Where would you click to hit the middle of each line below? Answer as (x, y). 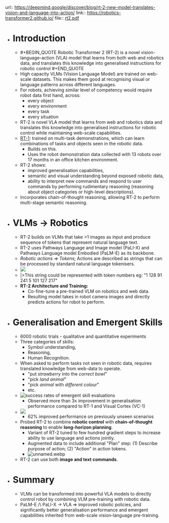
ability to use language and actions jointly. (71, 438)
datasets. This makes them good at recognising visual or (91, 79)
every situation (43, 117)
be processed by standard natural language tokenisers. (77, 264)
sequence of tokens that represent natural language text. (79, 242)
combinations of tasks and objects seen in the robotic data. (82, 143)
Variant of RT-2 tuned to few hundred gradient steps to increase (94, 432)
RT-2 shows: (33, 165)
